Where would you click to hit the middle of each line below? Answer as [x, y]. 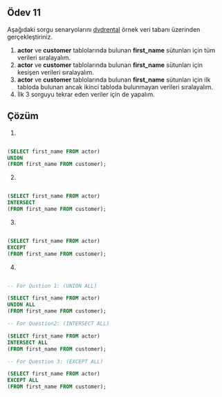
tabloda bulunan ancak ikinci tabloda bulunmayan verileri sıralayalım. [115, 86]
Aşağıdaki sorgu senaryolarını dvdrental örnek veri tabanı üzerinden [104, 29]
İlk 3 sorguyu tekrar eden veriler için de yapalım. [86, 94]
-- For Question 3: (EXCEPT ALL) [55, 361]
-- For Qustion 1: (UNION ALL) [52, 286]
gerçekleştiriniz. [30, 37]
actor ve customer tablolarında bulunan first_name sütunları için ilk [114, 80]
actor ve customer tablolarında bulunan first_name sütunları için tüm [116, 50]
